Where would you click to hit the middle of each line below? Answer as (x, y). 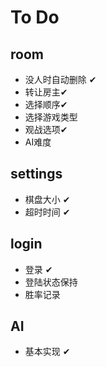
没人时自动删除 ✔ (60, 79)
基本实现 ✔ (47, 352)
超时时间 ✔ (47, 212)
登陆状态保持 (51, 282)
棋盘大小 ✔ (47, 199)
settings (36, 174)
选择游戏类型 (51, 117)
